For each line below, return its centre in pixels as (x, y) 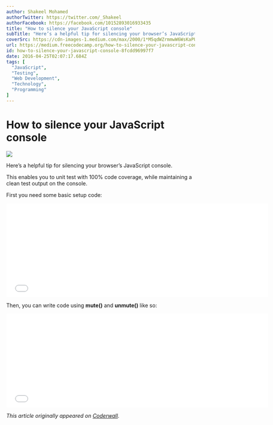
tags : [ (16, 62)
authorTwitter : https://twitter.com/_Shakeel (64, 17)
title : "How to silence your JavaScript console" (69, 28)
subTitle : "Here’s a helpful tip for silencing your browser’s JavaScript (101, 34)
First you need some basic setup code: (54, 195)
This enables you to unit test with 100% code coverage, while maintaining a (99, 177)
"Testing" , (25, 73)
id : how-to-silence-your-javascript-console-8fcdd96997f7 (80, 51)
